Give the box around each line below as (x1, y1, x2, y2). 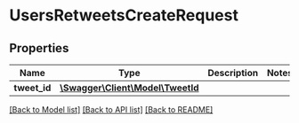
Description (207, 67, 259, 79)
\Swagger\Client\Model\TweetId (59, 81, 199, 94)
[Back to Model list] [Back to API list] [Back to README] (9, 104, 214, 115)
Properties (9, 41, 69, 56)
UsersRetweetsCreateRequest (9, 5, 238, 26)
